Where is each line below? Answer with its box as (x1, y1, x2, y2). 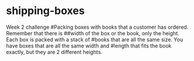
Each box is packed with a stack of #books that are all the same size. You (6, 36, 183, 43)
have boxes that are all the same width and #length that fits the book (6, 42, 172, 49)
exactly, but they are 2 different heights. (6, 48, 103, 55)
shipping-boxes (6, 4, 85, 18)
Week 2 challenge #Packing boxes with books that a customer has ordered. (6, 23, 189, 30)
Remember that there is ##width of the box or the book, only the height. (6, 29, 180, 36)
